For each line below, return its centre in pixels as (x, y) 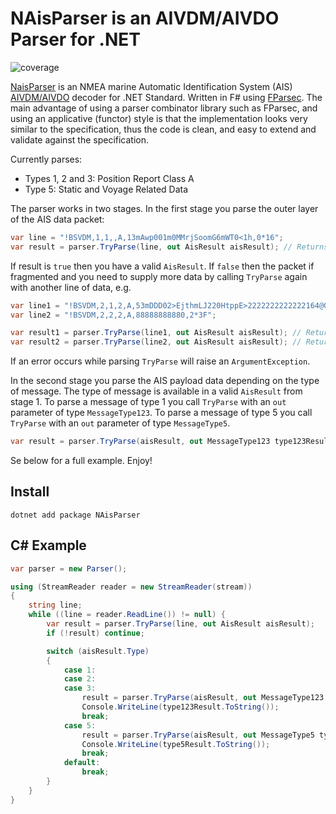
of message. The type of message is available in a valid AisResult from (156, 391)
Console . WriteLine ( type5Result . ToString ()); (176, 744)
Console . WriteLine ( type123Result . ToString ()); (180, 707)
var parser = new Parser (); (69, 568)
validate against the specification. (80, 139)
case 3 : (80, 688)
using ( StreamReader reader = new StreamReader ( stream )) (131, 587)
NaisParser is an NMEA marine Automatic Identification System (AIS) (151, 86)
